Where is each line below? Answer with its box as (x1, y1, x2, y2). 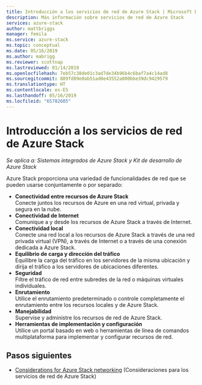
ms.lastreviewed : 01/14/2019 (6, 64, 79, 71)
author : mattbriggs (6, 25, 55, 32)
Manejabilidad (14, 308, 52, 315)
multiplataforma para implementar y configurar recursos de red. (14, 333, 173, 340)
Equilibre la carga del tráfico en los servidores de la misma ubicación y (14, 256, 191, 264)
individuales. (14, 282, 47, 289)
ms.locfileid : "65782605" (6, 98, 71, 104)
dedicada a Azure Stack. (14, 244, 76, 251)
